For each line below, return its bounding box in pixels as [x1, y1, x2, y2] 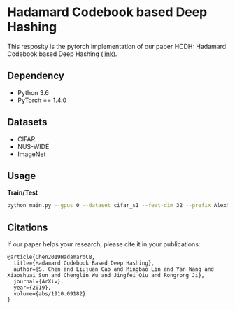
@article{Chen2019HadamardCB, [7, 253, 96, 261]
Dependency [7, 70, 64, 82]
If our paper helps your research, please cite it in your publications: [7, 240, 201, 248]
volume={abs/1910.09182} [13, 290, 86, 297]
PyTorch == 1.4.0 [17, 96, 66, 104]
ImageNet [17, 150, 46, 158]
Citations [7, 221, 48, 233]
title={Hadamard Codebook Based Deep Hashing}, [13, 260, 155, 267]
